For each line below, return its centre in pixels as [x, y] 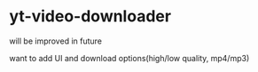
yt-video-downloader [90, 16]
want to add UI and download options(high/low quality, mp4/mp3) [129, 58]
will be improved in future [56, 41]
